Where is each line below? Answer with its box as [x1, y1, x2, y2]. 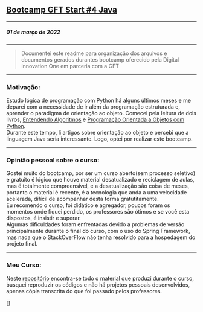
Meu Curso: [6, 261, 42, 269]
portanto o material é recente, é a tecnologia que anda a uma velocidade [6, 189, 187, 196]
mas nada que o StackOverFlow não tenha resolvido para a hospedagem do [6, 234, 196, 241]
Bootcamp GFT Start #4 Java [6, 5, 118, 15]
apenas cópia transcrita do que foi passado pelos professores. [6, 287, 162, 294]
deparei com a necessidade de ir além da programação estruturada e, [6, 103, 180, 110]
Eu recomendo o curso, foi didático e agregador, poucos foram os [6, 202, 170, 209]
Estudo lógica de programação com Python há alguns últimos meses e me [6, 97, 192, 104]
